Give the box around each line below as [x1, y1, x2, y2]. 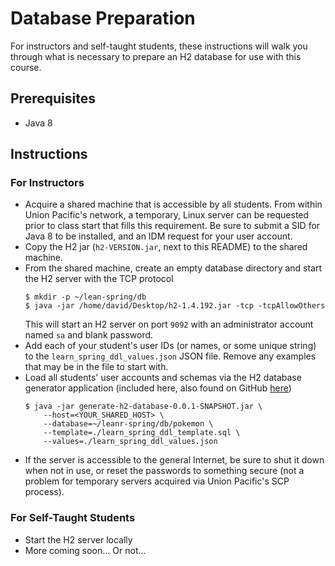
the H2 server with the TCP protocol [24, 273, 174, 285]
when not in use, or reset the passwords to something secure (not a [24, 465, 305, 477]
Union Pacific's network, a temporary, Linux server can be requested [24, 209, 310, 221]
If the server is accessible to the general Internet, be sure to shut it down [24, 454, 325, 466]
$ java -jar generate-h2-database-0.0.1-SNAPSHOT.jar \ [24, 402, 263, 412]
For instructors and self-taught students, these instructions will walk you [10, 40, 308, 52]
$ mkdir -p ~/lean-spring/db [24, 292, 147, 302]
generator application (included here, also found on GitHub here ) [24, 382, 292, 394]
